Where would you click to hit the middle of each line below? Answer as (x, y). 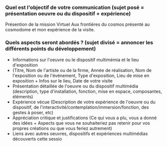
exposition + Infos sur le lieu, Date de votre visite (63, 80)
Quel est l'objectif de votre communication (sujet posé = (75, 7)
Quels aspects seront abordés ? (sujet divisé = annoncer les (79, 43)
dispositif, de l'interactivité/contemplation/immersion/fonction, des (81, 107)
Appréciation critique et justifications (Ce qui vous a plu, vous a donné (84, 118)
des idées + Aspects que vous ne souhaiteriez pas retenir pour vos (81, 123)
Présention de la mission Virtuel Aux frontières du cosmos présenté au (78, 24)
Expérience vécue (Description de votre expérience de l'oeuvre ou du (84, 102)
